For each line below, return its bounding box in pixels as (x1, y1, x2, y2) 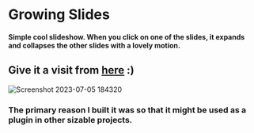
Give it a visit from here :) (8, 63, 135, 77)
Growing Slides (8, 6, 111, 24)
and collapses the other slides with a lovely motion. (8, 40, 180, 50)
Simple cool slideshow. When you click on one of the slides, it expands (8, 32, 245, 41)
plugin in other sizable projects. (8, 114, 133, 125)
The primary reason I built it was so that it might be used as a (8, 104, 247, 116)
